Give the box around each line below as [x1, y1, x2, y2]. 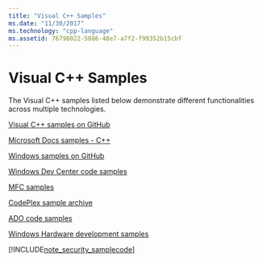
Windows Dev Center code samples [8, 167, 127, 177]
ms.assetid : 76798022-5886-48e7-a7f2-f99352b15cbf [8, 34, 182, 43]
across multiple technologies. [8, 104, 106, 114]
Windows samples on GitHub [8, 151, 105, 161]
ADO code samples [8, 214, 73, 223]
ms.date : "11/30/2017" [8, 19, 85, 27]
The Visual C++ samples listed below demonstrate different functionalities [8, 96, 255, 106]
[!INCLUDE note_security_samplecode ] [8, 245, 135, 255]
